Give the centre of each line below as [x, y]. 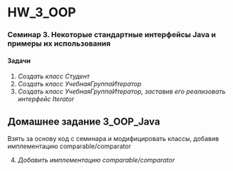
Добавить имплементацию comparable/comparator [96, 160]
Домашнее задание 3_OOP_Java [84, 121]
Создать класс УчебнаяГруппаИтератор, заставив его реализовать [121, 92]
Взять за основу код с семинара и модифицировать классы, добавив [113, 139]
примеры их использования [59, 43]
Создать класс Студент [54, 76]
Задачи [19, 61]
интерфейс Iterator [46, 99]
